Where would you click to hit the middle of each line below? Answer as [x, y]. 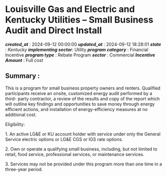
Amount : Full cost [24, 60]
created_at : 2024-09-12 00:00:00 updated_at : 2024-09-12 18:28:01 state [83, 44]
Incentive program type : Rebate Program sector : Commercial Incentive [80, 55]
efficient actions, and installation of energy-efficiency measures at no [77, 109]
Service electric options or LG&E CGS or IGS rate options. [64, 139]
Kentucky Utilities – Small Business [79, 20]
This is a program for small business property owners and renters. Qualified [83, 88]
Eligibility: [15, 124]
